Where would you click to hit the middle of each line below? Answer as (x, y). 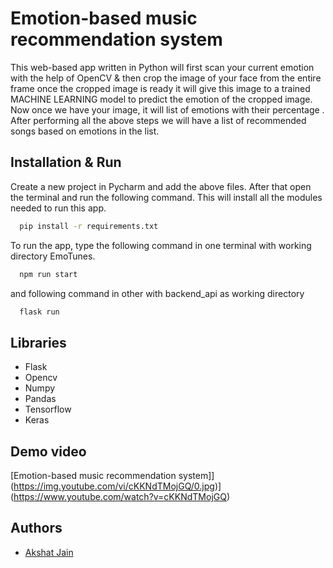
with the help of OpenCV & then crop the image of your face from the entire (166, 78)
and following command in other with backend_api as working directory (157, 293)
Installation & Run (66, 162)
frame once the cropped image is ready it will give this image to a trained (160, 88)
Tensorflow (48, 409)
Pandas (40, 399)
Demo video (48, 451)
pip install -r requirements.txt (89, 226)
